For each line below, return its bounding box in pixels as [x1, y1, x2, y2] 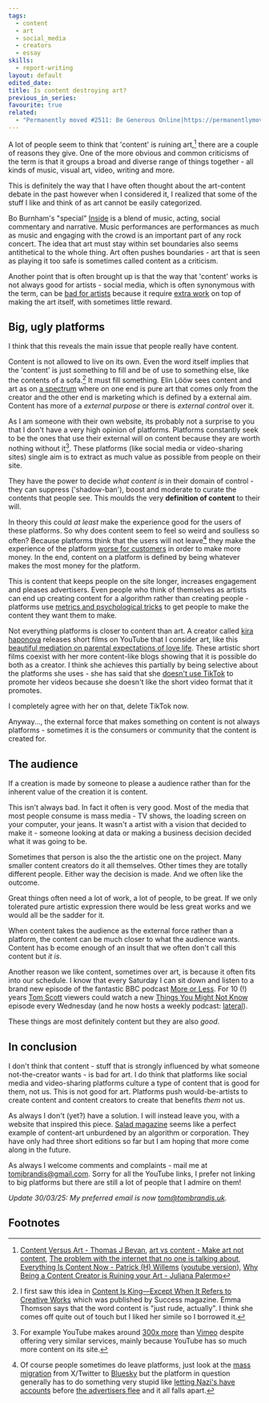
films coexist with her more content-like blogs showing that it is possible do [8, 651, 258, 662]
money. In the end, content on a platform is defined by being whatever [8, 553, 240, 562]
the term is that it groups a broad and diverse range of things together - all [8, 156, 254, 166]
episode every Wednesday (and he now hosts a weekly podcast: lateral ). [8, 1001, 248, 1011]
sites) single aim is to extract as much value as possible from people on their [8, 452, 261, 461]
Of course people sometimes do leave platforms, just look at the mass [19, 1360, 251, 1369]
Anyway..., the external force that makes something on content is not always [8, 717, 260, 727]
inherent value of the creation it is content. [8, 787, 148, 797]
